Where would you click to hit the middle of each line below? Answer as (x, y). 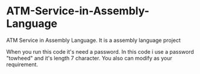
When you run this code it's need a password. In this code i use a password (100, 51)
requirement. (22, 64)
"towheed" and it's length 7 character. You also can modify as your (89, 58)
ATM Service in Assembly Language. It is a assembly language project (93, 40)
